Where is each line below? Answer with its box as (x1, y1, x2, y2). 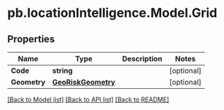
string (52, 66, 73, 75)
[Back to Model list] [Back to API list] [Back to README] (7, 95, 170, 104)
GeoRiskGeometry (52, 78, 115, 87)
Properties (7, 33, 55, 45)
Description (122, 54, 163, 63)
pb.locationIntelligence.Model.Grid (7, 5, 218, 21)
